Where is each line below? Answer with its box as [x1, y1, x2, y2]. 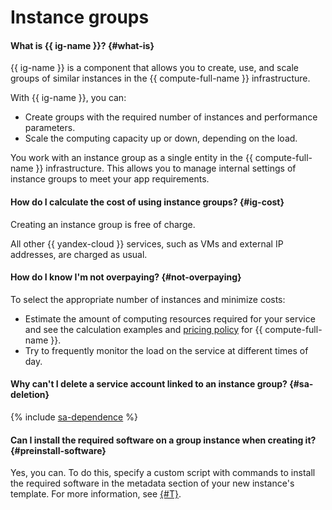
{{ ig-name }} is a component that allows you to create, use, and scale [10, 62, 299, 74]
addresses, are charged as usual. [10, 248, 148, 260]
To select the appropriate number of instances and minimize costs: [10, 293, 286, 305]
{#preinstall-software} [10, 444, 107, 456]
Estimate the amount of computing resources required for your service [24, 312, 316, 325]
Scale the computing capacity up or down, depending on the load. [24, 132, 298, 145]
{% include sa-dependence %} [10, 411, 138, 423]
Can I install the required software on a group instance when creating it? [10, 434, 317, 446]
